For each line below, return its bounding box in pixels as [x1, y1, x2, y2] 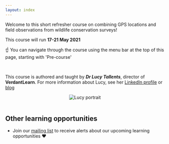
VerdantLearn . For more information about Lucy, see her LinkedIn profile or [5, 79, 163, 85]
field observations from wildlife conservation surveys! [5, 26, 117, 33]
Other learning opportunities [5, 115, 98, 123]
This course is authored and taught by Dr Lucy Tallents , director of [5, 74, 145, 80]
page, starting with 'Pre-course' [5, 54, 72, 60]
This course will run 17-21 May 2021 [5, 37, 81, 43]
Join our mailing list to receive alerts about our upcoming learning [12, 128, 150, 134]
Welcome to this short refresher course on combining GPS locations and [5, 21, 156, 27]
